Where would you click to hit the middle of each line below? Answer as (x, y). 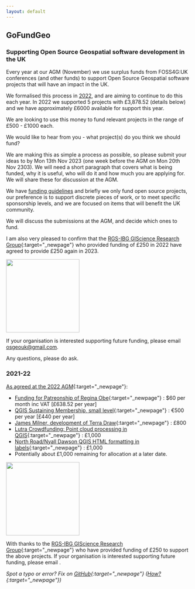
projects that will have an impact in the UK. (58, 84)
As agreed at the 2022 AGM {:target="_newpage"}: (67, 386)
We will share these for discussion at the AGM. (62, 180)
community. (20, 210)
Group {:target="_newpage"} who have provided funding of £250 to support (97, 550)
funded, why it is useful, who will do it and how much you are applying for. (96, 173)
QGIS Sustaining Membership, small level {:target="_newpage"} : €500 (99, 410)
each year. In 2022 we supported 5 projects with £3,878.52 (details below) (96, 102)
